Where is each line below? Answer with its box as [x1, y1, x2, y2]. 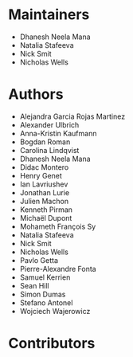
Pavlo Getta [19, 255, 58, 265]
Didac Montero [19, 162, 69, 172]
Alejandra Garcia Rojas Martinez [19, 112, 126, 121]
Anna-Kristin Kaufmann [19, 128, 97, 138]
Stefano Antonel [19, 297, 73, 308]
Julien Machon [19, 196, 69, 206]
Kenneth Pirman [19, 205, 73, 214]
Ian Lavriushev [19, 179, 68, 189]
